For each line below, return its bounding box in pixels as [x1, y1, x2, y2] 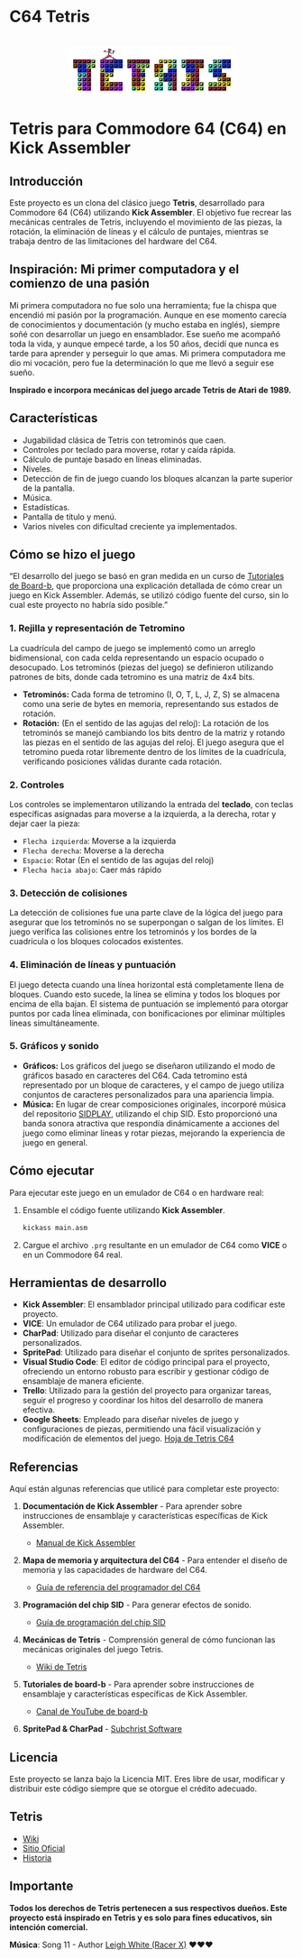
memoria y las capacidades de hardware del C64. [22, 1565, 207, 1576]
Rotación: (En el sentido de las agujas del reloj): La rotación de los [22, 717, 270, 728]
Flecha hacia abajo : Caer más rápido [22, 864, 162, 875]
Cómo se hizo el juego [9, 547, 136, 562]
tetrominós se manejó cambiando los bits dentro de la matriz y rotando [22, 727, 286, 738]
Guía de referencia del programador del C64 [35, 1582, 201, 1593]
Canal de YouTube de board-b [35, 1706, 149, 1717]
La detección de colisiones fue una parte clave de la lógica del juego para [9, 907, 284, 918]
